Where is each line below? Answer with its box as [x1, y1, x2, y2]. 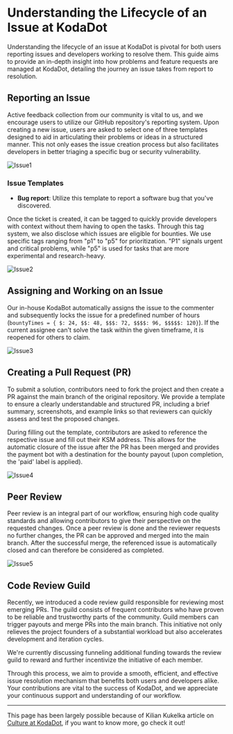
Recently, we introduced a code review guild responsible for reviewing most [7, 598, 224, 606]
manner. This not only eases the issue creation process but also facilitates [7, 140, 219, 148]
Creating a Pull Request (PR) [7, 366, 132, 379]
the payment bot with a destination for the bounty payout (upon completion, [7, 450, 224, 459]
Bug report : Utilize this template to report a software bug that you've [17, 194, 214, 203]
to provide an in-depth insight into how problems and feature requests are [7, 57, 218, 65]
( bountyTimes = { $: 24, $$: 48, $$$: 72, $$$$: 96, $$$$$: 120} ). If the [7, 318, 220, 327]
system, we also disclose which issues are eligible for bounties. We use [7, 230, 212, 238]
